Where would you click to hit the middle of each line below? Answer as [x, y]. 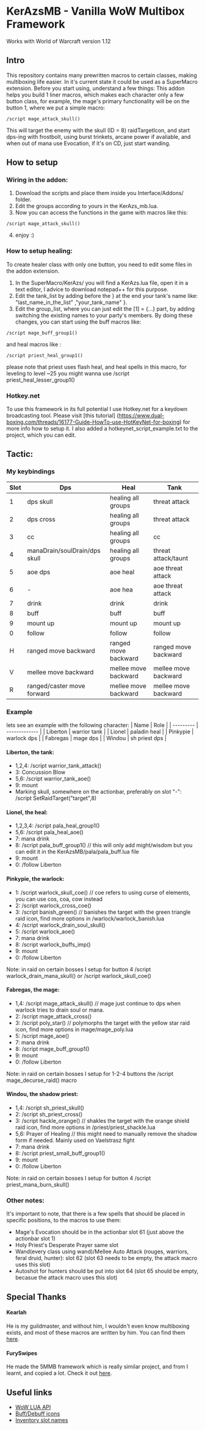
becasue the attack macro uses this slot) [66, 1278]
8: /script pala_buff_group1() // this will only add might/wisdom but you [104, 845]
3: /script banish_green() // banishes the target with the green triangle [103, 912]
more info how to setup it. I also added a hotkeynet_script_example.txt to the [102, 429]
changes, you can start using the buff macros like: [78, 322]
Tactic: [20, 454]
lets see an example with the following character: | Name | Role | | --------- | [102, 725]
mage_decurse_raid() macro [42, 1080]
